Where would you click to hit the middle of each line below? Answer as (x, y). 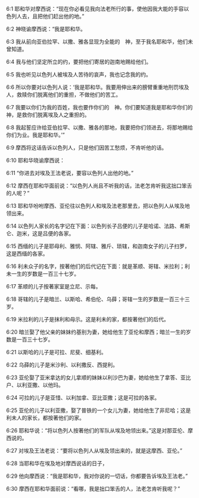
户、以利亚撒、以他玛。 (35, 385)
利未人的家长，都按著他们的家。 (45, 418)
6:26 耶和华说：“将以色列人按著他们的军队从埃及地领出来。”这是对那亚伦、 (97, 431)
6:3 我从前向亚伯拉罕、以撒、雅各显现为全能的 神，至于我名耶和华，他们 (97, 41)
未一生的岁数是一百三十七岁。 (43, 274)
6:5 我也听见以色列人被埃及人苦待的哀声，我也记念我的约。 (79, 74)
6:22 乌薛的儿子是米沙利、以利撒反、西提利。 (62, 365)
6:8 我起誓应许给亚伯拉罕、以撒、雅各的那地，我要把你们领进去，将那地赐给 (100, 127)
